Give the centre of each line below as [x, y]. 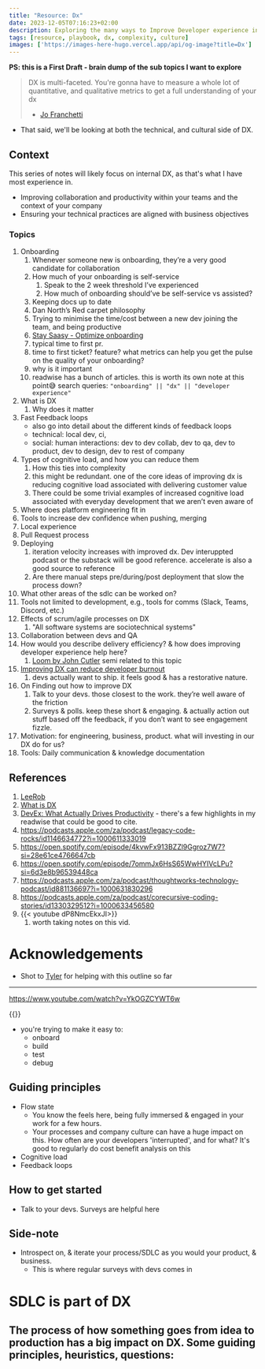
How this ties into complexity [79, 468]
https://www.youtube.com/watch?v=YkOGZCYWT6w [94, 998]
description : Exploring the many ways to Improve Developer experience [129, 30]
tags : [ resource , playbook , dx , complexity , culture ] [99, 37]
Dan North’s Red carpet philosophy [89, 310]
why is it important [62, 369]
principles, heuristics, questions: [92, 1355]
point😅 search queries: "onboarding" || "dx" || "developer [131, 386]
